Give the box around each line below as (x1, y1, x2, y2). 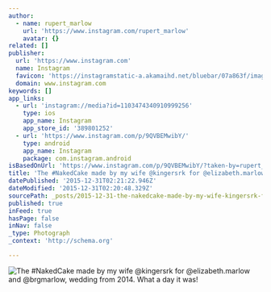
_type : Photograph (8, 229, 70, 238)
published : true (8, 199, 63, 207)
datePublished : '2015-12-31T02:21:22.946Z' (8, 177, 157, 186)
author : (8, 11, 35, 20)
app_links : (8, 94, 45, 102)
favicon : (15, 72, 45, 80)
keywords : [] (8, 86, 52, 95)
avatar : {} (23, 34, 60, 43)
